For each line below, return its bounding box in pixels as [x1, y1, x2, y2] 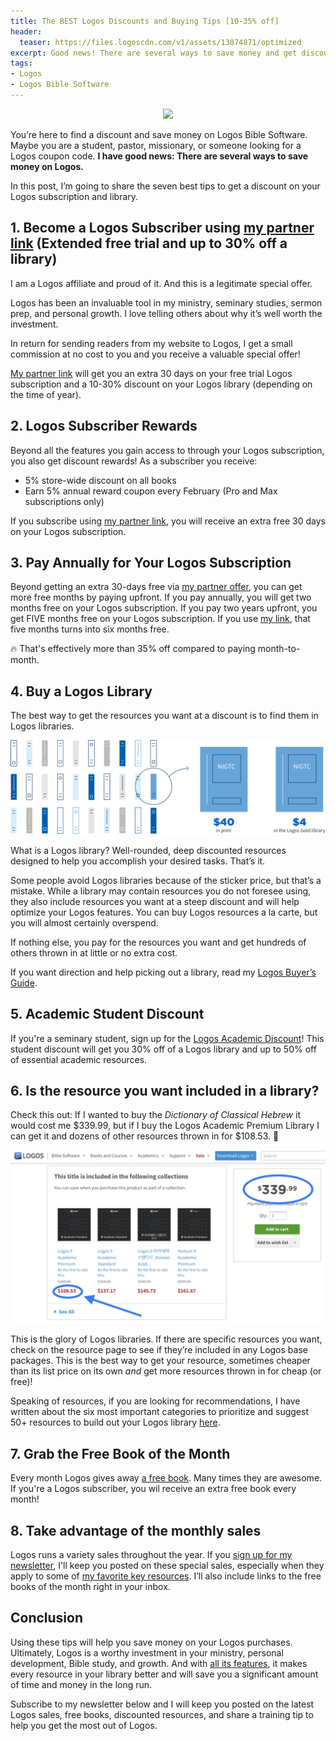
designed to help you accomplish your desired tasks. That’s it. [10, 855, 266, 867]
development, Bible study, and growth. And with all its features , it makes [10, 1657, 308, 1669]
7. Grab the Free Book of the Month [10, 1445, 231, 1462]
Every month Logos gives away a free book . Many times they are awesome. [10, 1472, 323, 1484]
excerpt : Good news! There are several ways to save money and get [10, 48, 298, 58]
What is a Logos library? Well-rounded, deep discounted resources [10, 844, 287, 856]
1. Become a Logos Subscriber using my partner [10, 220, 315, 237]
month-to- [257, 643, 301, 655]
